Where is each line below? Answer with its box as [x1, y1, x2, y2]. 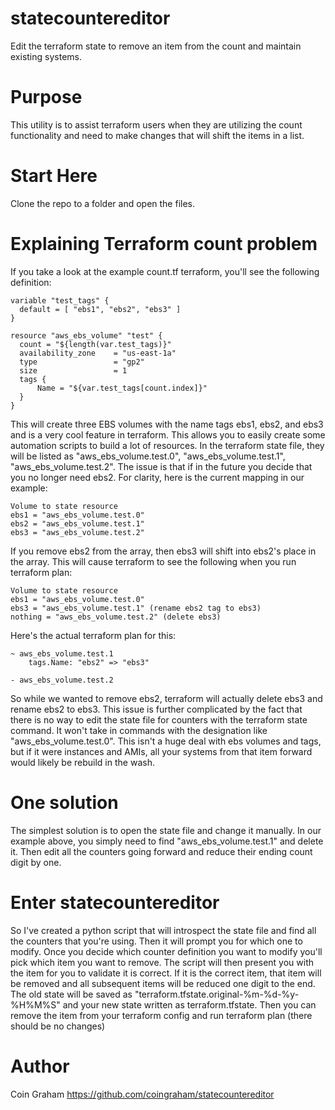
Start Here [10, 165, 98, 187]
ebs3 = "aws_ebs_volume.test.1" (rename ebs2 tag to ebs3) [10, 603, 262, 613]
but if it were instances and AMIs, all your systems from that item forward [10, 745, 313, 757]
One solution [10, 791, 119, 814]
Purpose [10, 86, 83, 109]
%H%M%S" [10, 998, 61, 1011]
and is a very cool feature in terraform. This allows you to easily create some [10, 428, 326, 441]
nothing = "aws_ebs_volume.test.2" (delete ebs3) [10, 612, 222, 622]
